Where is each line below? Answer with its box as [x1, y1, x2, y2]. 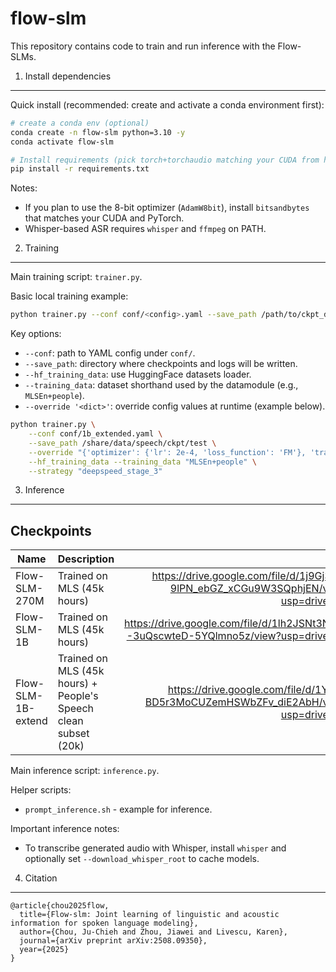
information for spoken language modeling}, [10, 918, 199, 929]
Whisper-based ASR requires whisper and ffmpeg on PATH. [24, 223, 267, 235]
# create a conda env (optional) [10, 118, 150, 128]
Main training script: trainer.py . [10, 271, 143, 283]
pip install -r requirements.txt [10, 164, 150, 174]
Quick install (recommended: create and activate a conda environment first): [10, 98, 325, 111]
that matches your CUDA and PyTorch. [24, 212, 185, 224]
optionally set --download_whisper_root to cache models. [24, 853, 260, 865]
